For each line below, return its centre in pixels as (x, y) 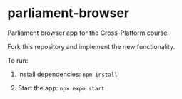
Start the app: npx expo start (61, 88)
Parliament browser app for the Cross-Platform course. (89, 33)
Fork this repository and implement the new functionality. (91, 46)
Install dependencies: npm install (67, 74)
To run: (18, 60)
